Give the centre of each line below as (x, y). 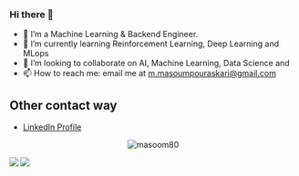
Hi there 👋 (32, 15)
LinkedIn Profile (52, 127)
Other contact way (63, 105)
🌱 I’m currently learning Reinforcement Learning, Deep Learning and (151, 44)
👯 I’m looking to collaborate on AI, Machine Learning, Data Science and (156, 64)
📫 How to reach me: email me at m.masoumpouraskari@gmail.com (149, 73)
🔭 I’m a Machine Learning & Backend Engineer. (110, 34)
